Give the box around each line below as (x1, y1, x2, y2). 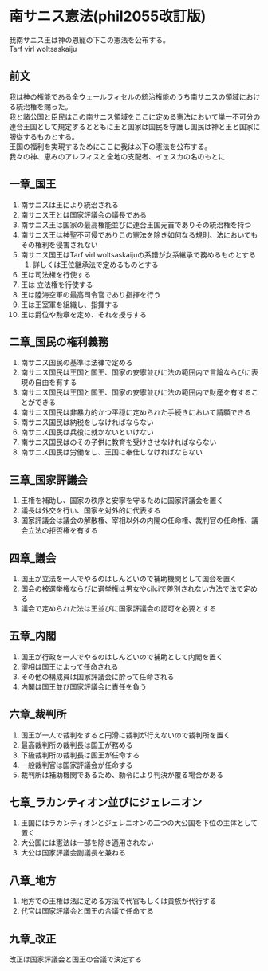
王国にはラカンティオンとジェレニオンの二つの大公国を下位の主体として (20, 818, 258, 828)
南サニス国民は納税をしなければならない (20, 418, 154, 427)
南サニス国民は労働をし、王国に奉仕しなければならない (20, 447, 203, 457)
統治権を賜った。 (15, 101, 73, 112)
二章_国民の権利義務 (9, 335, 108, 348)
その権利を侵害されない (20, 240, 98, 250)
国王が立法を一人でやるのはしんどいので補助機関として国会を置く (20, 574, 238, 583)
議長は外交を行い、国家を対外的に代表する (20, 505, 161, 515)
